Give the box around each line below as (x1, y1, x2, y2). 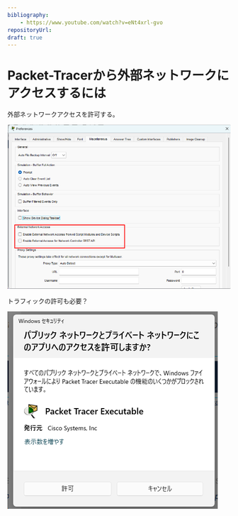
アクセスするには (7, 85, 106, 101)
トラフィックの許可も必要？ (7, 297, 89, 305)
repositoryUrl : (7, 26, 52, 33)
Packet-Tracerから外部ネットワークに (7, 67, 229, 84)
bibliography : (7, 11, 50, 18)
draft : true (7, 34, 42, 41)
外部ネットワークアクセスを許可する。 (7, 110, 119, 119)
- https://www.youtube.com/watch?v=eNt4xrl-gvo (20, 18, 163, 26)
